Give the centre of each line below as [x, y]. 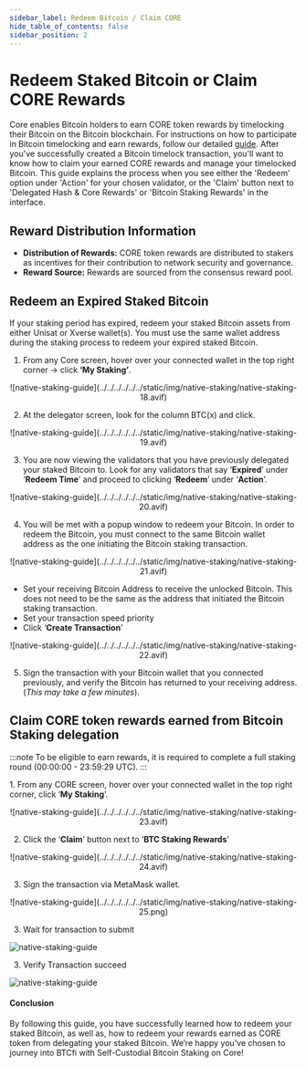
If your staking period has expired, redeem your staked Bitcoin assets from [150, 323]
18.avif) [153, 397]
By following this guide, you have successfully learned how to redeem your [151, 1023]
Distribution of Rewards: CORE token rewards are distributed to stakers [158, 253]
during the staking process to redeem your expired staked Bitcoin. [134, 342]
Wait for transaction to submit [79, 929]
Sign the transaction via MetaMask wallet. [101, 884]
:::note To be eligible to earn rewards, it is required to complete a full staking [153, 757]
